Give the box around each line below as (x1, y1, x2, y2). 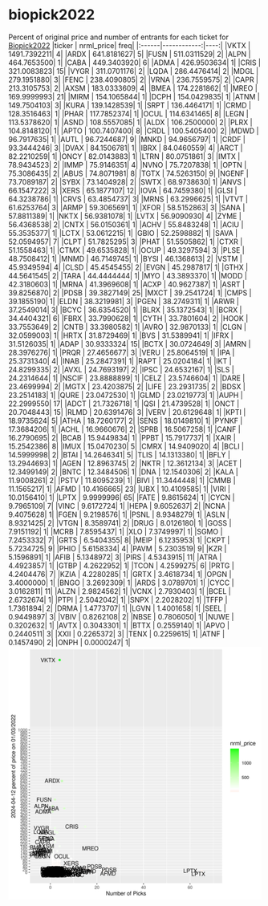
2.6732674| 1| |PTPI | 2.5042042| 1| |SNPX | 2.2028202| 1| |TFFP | (8, 595, 228, 604)
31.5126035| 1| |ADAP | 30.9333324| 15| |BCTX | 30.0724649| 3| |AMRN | (8, 339, 251, 348)
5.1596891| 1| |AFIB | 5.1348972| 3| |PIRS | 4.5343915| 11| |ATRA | (8, 552, 222, 562)
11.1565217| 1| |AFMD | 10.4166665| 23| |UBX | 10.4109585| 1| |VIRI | (8, 484, 231, 494)
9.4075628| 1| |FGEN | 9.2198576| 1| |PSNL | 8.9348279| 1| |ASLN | (8, 510, 230, 519)
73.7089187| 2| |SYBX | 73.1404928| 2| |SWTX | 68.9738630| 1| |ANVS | (8, 177, 246, 186)
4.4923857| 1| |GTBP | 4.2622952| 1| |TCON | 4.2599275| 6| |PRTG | (8, 560, 234, 571)
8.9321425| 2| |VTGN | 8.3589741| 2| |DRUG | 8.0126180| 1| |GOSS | (8, 518, 232, 527)
